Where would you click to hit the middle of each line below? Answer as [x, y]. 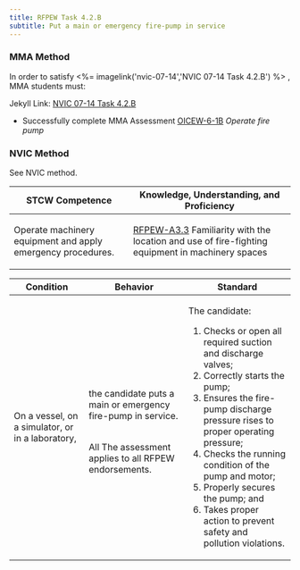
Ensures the [228, 398]
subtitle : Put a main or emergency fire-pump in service [117, 26]
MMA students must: [48, 86]
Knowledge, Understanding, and [210, 195]
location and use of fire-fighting [200, 241]
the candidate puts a [132, 394]
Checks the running [244, 454]
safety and [225, 532]
